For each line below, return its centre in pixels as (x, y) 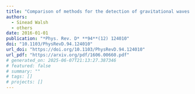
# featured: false (28, 66)
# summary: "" (23, 71)
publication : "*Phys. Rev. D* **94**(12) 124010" (68, 39)
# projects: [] (25, 82)
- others (22, 28)
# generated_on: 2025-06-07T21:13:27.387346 (61, 60)
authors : (17, 17)
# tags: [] (19, 76)
